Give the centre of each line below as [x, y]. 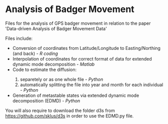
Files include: [19, 38]
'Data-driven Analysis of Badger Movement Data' [56, 28]
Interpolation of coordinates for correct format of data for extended [82, 58]
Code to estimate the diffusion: [45, 70]
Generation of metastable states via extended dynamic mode [76, 95]
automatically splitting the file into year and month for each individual [92, 85]
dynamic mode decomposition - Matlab [53, 64]
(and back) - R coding [35, 53]
